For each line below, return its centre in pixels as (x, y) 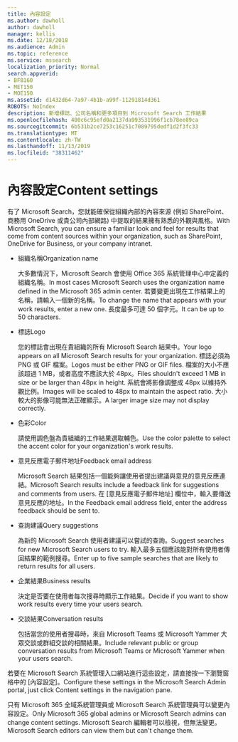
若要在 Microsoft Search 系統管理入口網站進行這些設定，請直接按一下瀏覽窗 (118, 673)
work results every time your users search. (80, 604)
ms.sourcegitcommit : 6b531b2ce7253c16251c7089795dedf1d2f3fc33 (103, 126)
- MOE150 (20, 93)
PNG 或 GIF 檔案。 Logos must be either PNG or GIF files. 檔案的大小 (117, 365)
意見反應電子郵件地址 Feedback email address (85, 461)
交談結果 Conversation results (60, 618)
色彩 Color (32, 423)
